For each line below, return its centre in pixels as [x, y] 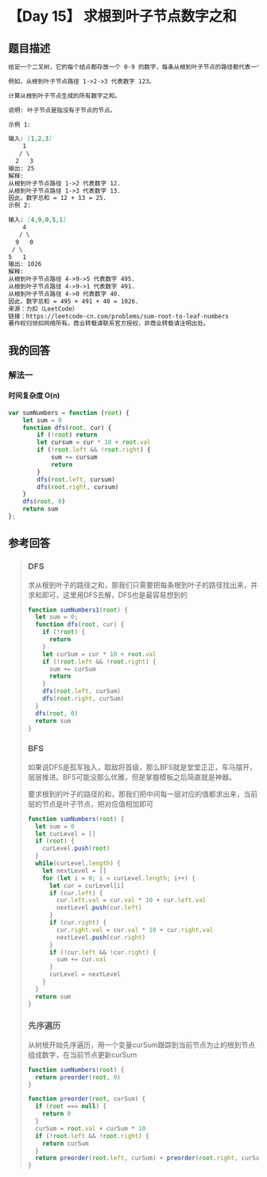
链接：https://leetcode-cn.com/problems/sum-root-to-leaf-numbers [118, 316]
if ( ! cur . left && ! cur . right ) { [103, 952]
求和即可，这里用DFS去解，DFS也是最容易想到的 [108, 595]
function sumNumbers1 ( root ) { [78, 610]
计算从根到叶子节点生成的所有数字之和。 [64, 96]
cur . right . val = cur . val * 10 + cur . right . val [135, 930]
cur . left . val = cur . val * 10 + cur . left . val [132, 901]
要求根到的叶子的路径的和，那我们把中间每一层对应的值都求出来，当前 [143, 794]
